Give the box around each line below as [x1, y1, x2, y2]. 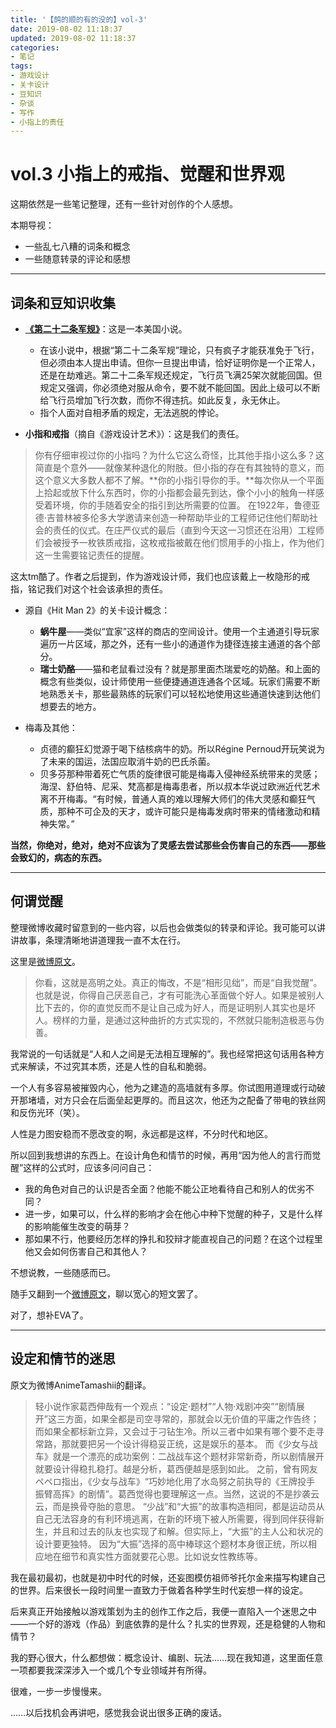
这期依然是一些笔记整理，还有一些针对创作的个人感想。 [10, 198, 238, 210]
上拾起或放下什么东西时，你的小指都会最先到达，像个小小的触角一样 [34, 487, 316, 498]
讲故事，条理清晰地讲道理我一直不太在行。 [10, 934, 186, 946]
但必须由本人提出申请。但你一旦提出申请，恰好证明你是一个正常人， [39, 357, 321, 368]
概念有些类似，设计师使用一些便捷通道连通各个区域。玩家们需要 [39, 676, 303, 687]
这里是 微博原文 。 [10, 955, 81, 967]
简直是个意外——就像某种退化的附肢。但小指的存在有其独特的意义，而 [34, 462, 325, 473]
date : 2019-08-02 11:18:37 [10, 24, 123, 34]
